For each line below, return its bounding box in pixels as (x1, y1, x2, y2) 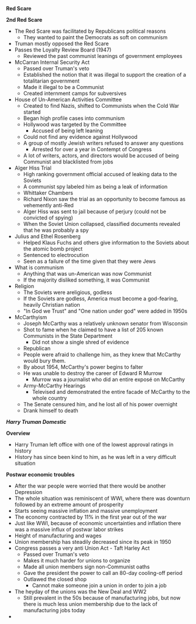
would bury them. (23, 357, 66, 364)
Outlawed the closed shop (23, 576, 87, 582)
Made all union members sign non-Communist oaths (23, 563, 150, 570)
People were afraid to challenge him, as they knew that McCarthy (23, 351, 181, 358)
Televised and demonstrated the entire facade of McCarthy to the (32, 389, 190, 395)
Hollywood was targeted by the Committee (23, 121, 127, 128)
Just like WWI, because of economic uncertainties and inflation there (14, 520, 181, 526)
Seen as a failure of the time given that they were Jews (23, 258, 156, 265)
